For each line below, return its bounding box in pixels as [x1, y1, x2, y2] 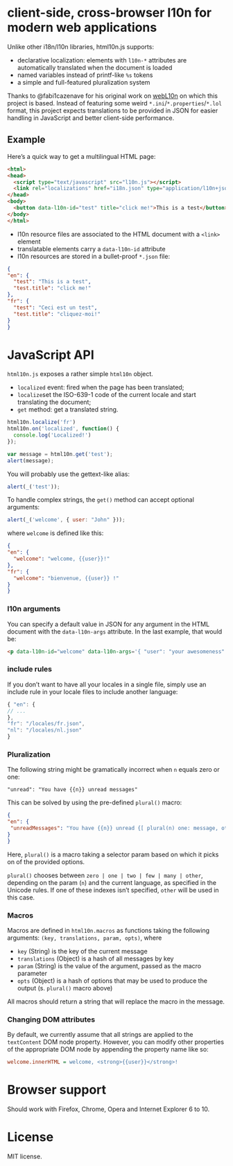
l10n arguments [7, 604, 61, 614]
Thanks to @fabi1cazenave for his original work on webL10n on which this [7, 92, 218, 100]
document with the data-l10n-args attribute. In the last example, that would [7, 627, 223, 636]
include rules [7, 664, 52, 674]
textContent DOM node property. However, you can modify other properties [7, 1038, 224, 1046]
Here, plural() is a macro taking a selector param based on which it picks [7, 850, 219, 859]
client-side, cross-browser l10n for [7, 5, 212, 21]
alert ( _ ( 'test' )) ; [7, 483, 60, 490]
